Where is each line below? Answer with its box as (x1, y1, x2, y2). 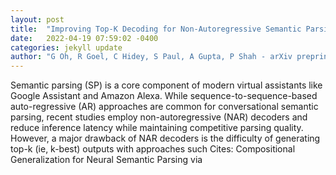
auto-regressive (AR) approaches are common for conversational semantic (10, 101, 319, 113)
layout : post (10, 14, 65, 25)
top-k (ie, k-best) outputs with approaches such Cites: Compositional (10, 143, 296, 155)
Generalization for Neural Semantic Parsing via (10, 154, 203, 166)
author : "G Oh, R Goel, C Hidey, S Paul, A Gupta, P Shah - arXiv (10, 52, 293, 62)
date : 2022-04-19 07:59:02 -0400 (10, 33, 159, 43)
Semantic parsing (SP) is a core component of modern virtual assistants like (10, 79, 323, 91)
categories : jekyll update (10, 42, 123, 53)
